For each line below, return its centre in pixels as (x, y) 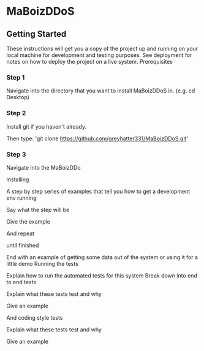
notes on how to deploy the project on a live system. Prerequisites (90, 62)
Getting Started (36, 34)
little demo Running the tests (42, 263)
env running (21, 198)
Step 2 (16, 113)
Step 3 (16, 154)
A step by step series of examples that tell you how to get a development (98, 191)
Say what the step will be (38, 209)
